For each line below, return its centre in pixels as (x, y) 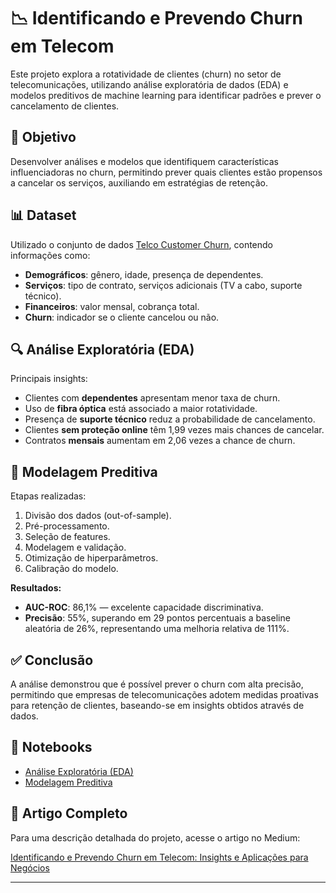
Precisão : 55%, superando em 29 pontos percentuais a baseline (157, 618)
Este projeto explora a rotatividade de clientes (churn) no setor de (146, 74)
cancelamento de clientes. (65, 106)
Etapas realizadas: (48, 496)
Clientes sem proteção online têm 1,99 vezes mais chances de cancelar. (174, 430)
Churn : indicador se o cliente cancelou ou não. (122, 317)
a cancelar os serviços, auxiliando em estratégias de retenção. (139, 182)
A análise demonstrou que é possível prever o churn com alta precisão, (157, 684)
